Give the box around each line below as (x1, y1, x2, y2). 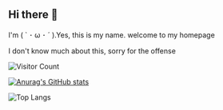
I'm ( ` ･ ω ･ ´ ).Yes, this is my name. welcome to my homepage (8, 29, 216, 40)
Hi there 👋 (8, 8, 58, 22)
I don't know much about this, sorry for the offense (8, 45, 176, 56)
